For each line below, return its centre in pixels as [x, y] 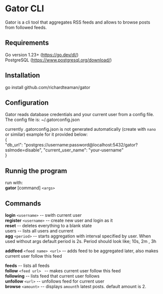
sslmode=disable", [24, 150]
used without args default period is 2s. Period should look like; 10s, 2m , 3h [81, 241]
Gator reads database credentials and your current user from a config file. [80, 115]
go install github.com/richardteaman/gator [48, 87]
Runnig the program [36, 171]
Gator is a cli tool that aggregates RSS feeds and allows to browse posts [78, 22]
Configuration [27, 103]
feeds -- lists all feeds [27, 265]
